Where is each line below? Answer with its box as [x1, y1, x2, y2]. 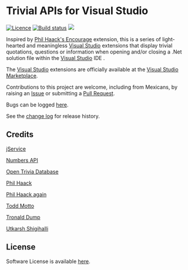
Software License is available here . [6, 258, 90, 265]
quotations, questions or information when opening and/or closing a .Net [6, 48, 182, 55]
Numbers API [6, 156, 38, 164]
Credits [6, 129, 34, 139]
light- [162, 35, 175, 42]
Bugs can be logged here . [6, 101, 69, 108]
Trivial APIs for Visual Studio [6, 4, 149, 18]
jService [6, 145, 26, 152]
